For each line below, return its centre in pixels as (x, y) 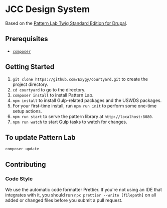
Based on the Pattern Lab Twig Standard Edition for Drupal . (66, 23)
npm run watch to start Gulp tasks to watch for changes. (70, 122)
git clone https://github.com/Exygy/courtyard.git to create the (80, 79)
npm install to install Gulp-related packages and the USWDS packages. (87, 100)
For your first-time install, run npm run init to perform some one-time (85, 106)
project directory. (30, 84)
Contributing (26, 164)
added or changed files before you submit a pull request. (64, 200)
